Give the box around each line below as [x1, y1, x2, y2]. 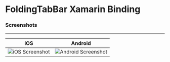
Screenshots [5, 22, 37, 29]
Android [71, 40, 91, 47]
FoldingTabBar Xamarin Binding [5, 4, 141, 15]
